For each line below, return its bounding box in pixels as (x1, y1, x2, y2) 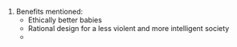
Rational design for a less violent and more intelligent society (27, 24, 230, 33)
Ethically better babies (27, 15, 103, 25)
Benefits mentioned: (15, 7, 83, 16)
